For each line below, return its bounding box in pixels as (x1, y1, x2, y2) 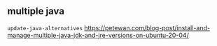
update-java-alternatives (7, 25, 83, 32)
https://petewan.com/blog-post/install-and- (83, 23, 210, 32)
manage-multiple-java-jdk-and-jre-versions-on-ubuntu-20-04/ (7, 31, 189, 39)
